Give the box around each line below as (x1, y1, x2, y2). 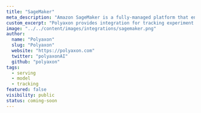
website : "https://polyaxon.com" (11, 48, 95, 54)
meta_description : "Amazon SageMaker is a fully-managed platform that (6, 14, 188, 20)
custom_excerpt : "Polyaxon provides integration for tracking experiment (6, 20, 194, 26)
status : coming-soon (6, 97, 58, 103)
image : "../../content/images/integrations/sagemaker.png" (6, 25, 157, 32)
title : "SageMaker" (6, 8, 55, 15)
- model (11, 75, 31, 81)
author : (6, 31, 26, 37)
